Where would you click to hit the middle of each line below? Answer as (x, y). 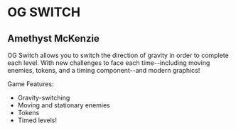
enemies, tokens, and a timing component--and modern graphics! (104, 70)
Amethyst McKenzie (53, 39)
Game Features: (31, 84)
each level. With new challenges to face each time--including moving (109, 63)
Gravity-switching (44, 97)
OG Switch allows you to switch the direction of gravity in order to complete (118, 55)
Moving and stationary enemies (64, 105)
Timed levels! (37, 120)
